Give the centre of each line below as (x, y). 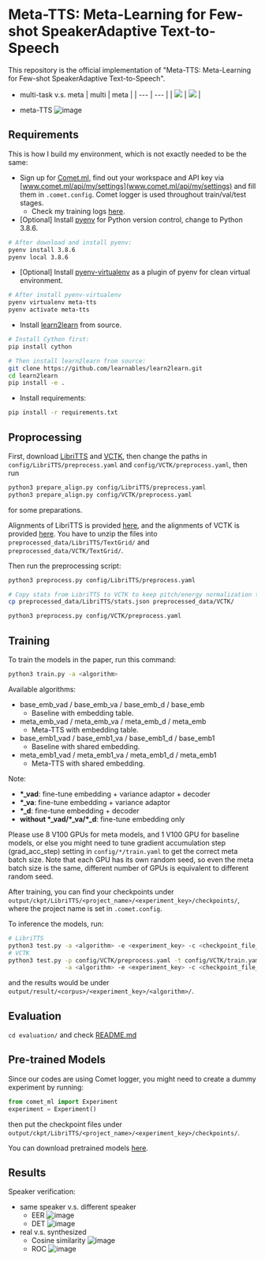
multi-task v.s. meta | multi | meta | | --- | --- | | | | (110, 94)
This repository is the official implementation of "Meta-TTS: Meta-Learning (130, 70)
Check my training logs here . (78, 211)
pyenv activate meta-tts (49, 310)
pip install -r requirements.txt (63, 412)
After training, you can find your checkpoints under (91, 891)
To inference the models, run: (56, 924)
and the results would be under (59, 983)
